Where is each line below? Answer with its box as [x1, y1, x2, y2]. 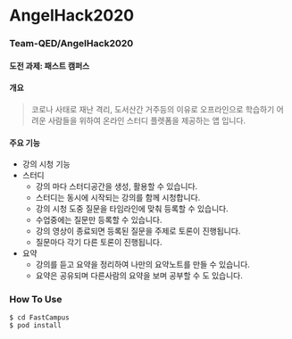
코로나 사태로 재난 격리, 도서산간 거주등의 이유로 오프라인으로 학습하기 [30, 103, 275, 114]
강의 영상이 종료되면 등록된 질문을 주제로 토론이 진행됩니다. [35, 226, 241, 236]
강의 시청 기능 [21, 159, 71, 169]
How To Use [9, 294, 63, 306]
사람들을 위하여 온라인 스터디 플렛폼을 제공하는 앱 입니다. [47, 115, 246, 126]
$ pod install [9, 321, 63, 330]
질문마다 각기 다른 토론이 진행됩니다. [35, 237, 163, 248]
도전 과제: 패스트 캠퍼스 [9, 60, 90, 71]
